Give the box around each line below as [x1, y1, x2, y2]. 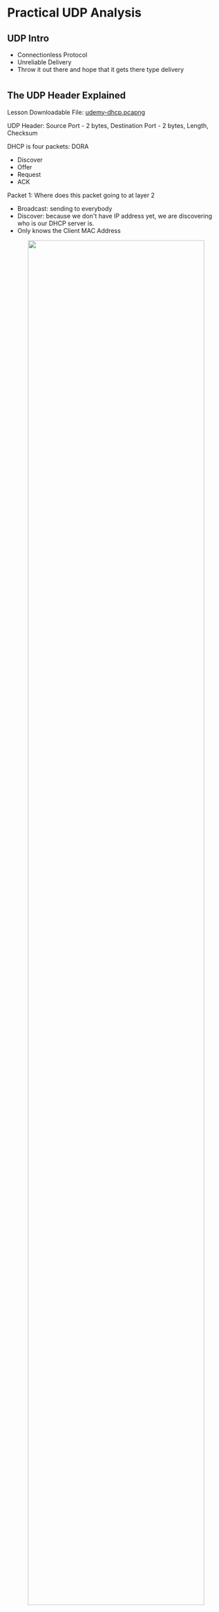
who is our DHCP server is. [17, 219, 95, 227]
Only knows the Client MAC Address [17, 226, 121, 234]
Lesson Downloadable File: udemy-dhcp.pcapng [7, 108, 146, 116]
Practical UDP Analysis [7, 5, 142, 21]
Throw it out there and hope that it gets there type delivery [17, 66, 184, 73]
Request [17, 170, 41, 178]
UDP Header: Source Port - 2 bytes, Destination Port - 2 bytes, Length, [7, 121, 209, 129]
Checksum [7, 129, 38, 137]
